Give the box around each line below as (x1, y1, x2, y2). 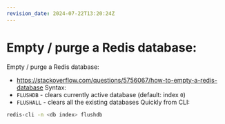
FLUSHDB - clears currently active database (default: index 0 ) (16, 90, 186, 99)
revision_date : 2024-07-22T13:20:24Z (6, 10, 115, 17)
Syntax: (44, 83, 67, 92)
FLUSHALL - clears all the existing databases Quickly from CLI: (16, 98, 190, 106)
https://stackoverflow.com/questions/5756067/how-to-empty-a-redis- (16, 76, 218, 84)
